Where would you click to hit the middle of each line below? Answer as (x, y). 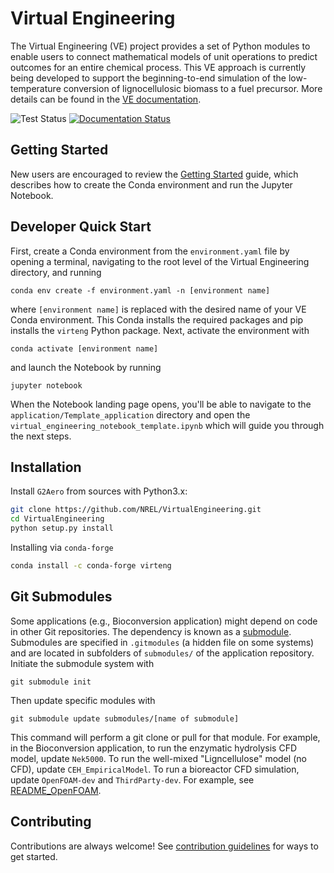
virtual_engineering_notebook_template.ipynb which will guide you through (167, 425)
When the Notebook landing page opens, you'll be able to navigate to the (161, 404)
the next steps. (41, 436)
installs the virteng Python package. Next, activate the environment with (160, 330)
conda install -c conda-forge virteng (91, 566)
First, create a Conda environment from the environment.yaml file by (150, 251)
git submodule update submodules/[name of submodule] (125, 718)
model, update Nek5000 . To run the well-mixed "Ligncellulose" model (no (158, 758)
